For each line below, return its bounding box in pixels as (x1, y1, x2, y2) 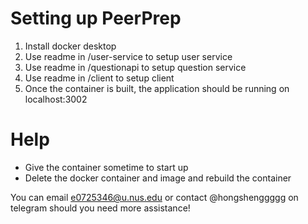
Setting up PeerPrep (10, 7, 182, 30)
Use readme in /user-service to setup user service (24, 50, 233, 62)
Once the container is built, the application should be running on (24, 82, 290, 94)
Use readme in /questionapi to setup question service (24, 61, 247, 73)
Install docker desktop (24, 40, 117, 52)
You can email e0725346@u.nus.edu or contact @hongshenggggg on (10, 191, 299, 203)
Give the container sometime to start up (24, 161, 189, 173)
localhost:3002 (24, 93, 88, 105)
